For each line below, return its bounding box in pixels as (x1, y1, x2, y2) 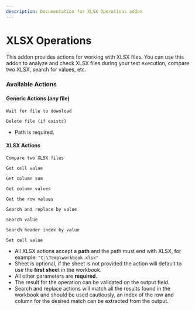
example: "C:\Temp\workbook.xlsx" (14, 254, 99, 261)
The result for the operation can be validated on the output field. (14, 278, 170, 285)
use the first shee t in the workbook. (14, 266, 102, 273)
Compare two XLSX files (6, 155, 64, 161)
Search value (6, 217, 38, 223)
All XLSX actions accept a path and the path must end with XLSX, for (14, 247, 182, 254)
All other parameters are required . (14, 272, 98, 279)
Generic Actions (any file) (6, 95, 70, 102)
